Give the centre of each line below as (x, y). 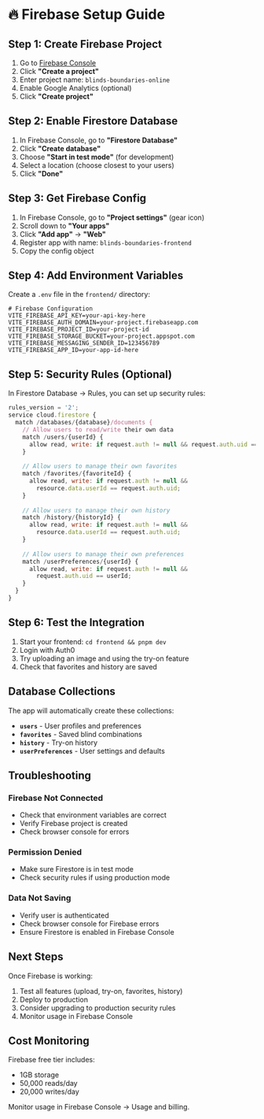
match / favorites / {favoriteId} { (77, 474)
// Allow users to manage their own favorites (100, 466)
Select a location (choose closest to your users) (97, 165)
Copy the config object (57, 250)
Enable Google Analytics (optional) (75, 88)
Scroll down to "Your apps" (64, 225)
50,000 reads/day (48, 1084)
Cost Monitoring (49, 1041)
